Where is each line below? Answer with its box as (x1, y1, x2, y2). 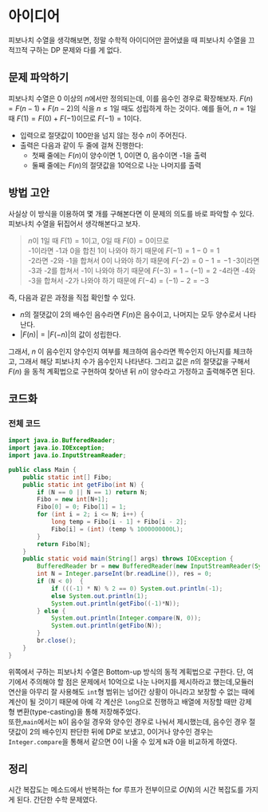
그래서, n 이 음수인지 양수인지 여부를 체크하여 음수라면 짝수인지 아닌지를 (8, 347, 232, 356)
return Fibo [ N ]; (37, 540, 91, 548)
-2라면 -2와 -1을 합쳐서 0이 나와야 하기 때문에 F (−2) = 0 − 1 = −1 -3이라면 (27, 255, 260, 265)
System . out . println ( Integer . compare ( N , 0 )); (50, 614, 202, 623)
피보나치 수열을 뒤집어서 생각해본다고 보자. (8, 219, 141, 228)
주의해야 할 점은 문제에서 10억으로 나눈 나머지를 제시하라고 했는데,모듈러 (29, 676, 254, 687)
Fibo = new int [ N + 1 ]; (37, 496, 109, 504)
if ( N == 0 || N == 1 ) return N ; (37, 488, 148, 496)
